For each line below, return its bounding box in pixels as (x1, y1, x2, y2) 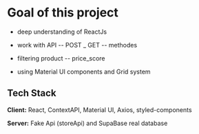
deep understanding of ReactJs (17, 27, 107, 36)
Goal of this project (7, 5, 119, 21)
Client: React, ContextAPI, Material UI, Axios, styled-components (7, 105, 192, 114)
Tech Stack (7, 87, 56, 99)
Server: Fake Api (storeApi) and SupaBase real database (7, 119, 168, 127)
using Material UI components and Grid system (17, 67, 151, 76)
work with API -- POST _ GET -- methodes (17, 41, 138, 49)
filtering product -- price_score (17, 54, 105, 63)
